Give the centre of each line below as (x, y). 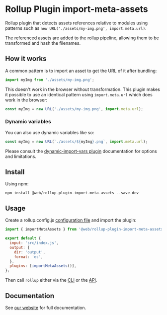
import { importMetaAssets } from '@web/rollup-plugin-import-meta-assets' (85, 230)
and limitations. (21, 156)
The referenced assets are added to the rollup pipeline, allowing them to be (82, 38)
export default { (23, 238)
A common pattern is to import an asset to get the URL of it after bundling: (81, 71)
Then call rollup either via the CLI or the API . (51, 280)
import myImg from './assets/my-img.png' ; (50, 80)
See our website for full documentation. (46, 308)
